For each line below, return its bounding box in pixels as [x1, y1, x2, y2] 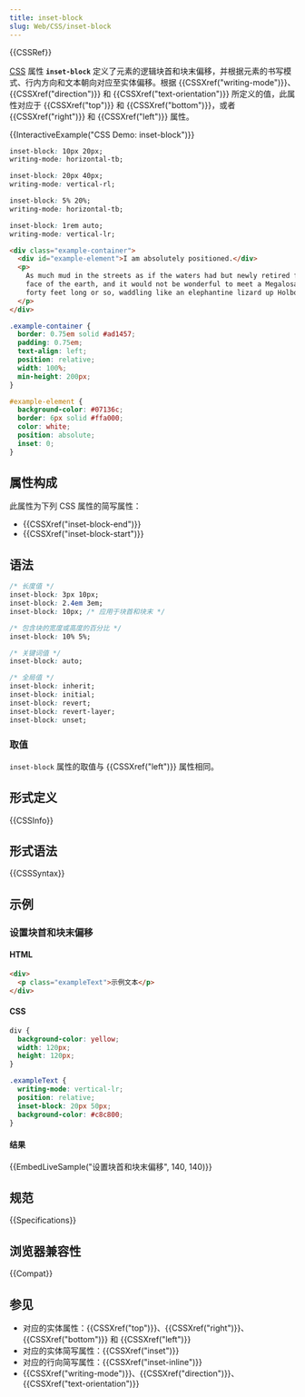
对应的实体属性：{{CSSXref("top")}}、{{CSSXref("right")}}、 [22, 1323, 250, 1333]
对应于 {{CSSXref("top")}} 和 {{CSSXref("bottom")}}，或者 [16, 99, 236, 110]
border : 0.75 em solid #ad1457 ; [17, 330, 136, 339]
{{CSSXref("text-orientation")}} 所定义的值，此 [113, 88, 288, 99]
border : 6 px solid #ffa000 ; [17, 414, 124, 423]
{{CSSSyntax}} [9, 868, 65, 879]
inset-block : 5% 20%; [9, 196, 92, 205]
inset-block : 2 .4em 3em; [9, 599, 103, 608]
